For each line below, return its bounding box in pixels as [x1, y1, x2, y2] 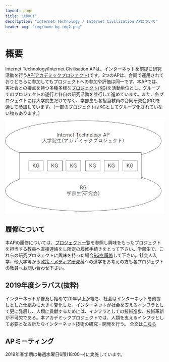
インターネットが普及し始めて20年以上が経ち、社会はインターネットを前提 [5, 295, 161, 301]
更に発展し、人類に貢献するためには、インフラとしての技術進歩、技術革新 [9, 308, 164, 314]
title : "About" [5, 13, 37, 19]
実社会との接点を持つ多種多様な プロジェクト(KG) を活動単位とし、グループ [5, 85, 160, 91]
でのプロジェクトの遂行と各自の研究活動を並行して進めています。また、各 [5, 91, 160, 97]
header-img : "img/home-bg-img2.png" [5, 24, 82, 29]
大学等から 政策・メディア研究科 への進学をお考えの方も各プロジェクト [18, 258, 164, 264]
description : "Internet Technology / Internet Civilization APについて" [5, 19, 158, 24]
